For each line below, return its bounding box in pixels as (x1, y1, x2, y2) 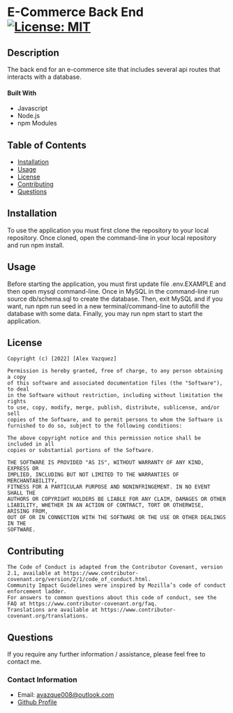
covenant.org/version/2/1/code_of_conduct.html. (7, 576, 151, 583)
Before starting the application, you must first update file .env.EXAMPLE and (7, 280, 227, 288)
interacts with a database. (7, 73, 82, 81)
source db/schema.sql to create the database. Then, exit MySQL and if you (7, 294, 223, 303)
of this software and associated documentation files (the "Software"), (7, 380, 223, 387)
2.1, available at (7, 570, 61, 577)
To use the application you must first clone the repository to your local (7, 226, 209, 234)
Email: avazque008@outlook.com (17, 691, 114, 699)
